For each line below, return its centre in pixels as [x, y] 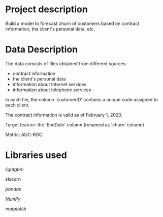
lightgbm [14, 169]
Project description [46, 9]
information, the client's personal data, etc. [50, 29]
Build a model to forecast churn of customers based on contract [72, 23]
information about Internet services [50, 84]
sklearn [13, 179]
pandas [13, 189]
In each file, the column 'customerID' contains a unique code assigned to [82, 99]
